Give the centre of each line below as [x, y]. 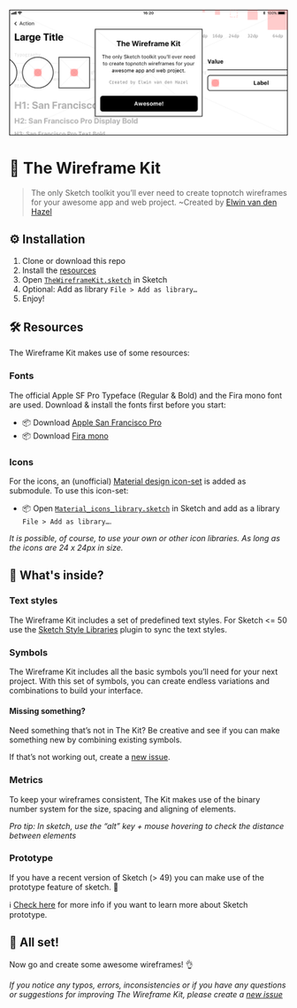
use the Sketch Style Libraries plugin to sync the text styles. [118, 629]
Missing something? [47, 710]
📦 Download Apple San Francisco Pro [91, 423]
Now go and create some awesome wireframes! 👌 [102, 964]
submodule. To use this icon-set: [69, 491]
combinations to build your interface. [76, 691]
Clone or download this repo [74, 260]
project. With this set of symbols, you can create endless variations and [139, 681]
